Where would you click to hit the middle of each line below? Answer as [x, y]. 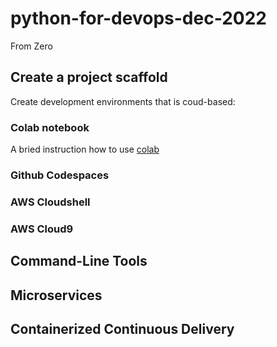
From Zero [31, 46]
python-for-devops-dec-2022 [138, 18]
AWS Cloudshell [50, 202]
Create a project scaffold [89, 77]
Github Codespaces [60, 175]
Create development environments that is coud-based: [123, 101]
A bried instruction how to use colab [85, 149]
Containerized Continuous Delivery [122, 328]
